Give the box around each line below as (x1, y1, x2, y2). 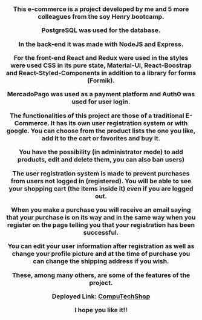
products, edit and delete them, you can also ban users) (17, 155, 185, 164)
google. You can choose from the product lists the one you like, (6, 126, 196, 135)
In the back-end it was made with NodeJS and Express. (18, 40, 184, 48)
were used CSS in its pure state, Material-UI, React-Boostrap (10, 61, 192, 70)
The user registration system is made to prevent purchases (12, 169, 190, 177)
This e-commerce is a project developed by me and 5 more (13, 5, 189, 13)
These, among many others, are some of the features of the (11, 271, 191, 279)
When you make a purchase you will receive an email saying (11, 205, 191, 214)
